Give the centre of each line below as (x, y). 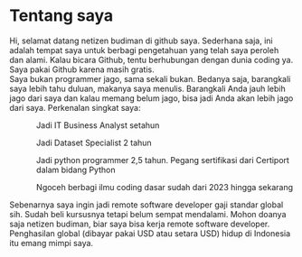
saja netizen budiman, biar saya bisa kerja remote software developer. (140, 224)
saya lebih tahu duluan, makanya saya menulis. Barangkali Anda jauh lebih (148, 88)
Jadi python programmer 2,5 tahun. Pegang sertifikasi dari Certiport (162, 160)
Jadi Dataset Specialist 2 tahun (94, 142)
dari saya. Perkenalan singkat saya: (75, 107)
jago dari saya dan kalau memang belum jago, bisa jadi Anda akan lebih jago (151, 98)
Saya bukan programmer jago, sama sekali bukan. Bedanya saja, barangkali (150, 78)
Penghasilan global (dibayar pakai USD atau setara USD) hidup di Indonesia (150, 233)
